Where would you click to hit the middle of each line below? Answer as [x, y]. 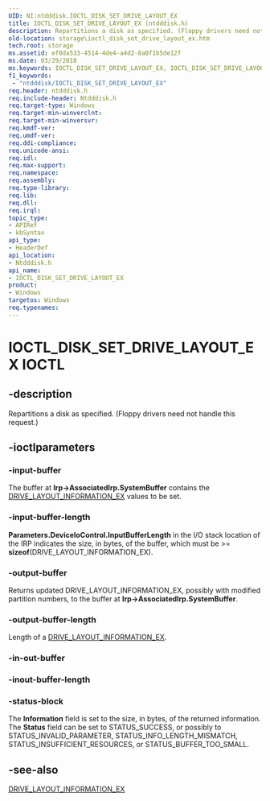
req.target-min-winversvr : [53, 121]
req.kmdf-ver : [32, 128]
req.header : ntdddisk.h [48, 91]
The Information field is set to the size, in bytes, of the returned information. [135, 719]
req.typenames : [34, 308]
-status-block [36, 701]
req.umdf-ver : [32, 135]
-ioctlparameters [52, 448]
